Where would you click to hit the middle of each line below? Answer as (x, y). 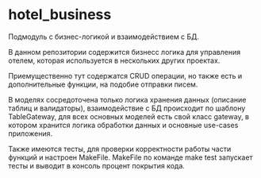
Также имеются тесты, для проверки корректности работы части (120, 149)
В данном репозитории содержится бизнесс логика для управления (124, 52)
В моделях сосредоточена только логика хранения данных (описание (127, 99)
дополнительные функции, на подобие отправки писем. (103, 84)
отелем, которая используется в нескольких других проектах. (114, 60)
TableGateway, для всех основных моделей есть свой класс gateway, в (129, 116)
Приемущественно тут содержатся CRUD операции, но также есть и (125, 75)
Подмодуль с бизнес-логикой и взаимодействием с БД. (104, 37)
